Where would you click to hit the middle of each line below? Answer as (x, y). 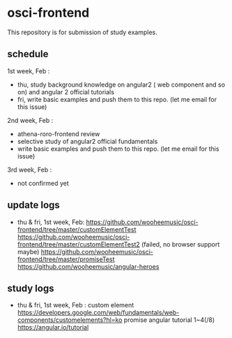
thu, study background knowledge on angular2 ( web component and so (121, 84)
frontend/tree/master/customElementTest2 (79, 244)
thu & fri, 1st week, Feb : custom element (76, 305)
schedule (28, 54)
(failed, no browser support (181, 244)
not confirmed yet (43, 183)
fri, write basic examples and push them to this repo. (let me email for (117, 99)
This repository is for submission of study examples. (83, 32)
